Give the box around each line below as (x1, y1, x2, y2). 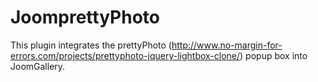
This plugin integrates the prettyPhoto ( (10, 39, 172, 51)
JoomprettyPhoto (10, 6, 160, 29)
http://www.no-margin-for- (171, 39, 283, 51)
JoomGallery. (10, 60, 66, 72)
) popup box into (239, 49, 308, 61)
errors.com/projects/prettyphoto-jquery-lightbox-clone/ (10, 49, 241, 61)
